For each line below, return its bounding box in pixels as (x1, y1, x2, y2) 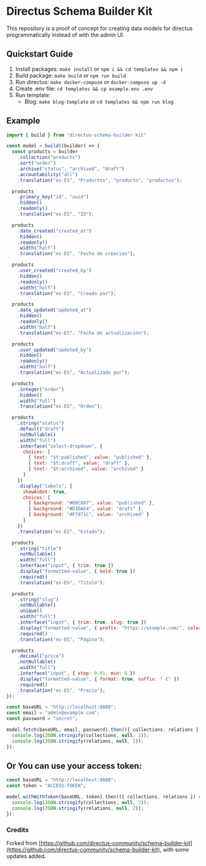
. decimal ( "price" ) (17, 653, 64, 659)
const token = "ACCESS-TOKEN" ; (6, 783, 86, 789)
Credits (6, 825, 29, 834)
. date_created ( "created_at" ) (17, 228, 92, 234)
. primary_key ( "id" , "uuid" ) (17, 194, 89, 200)
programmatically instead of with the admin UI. (6, 31, 124, 38)
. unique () (17, 608, 43, 614)
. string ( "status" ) (17, 420, 64, 427)
